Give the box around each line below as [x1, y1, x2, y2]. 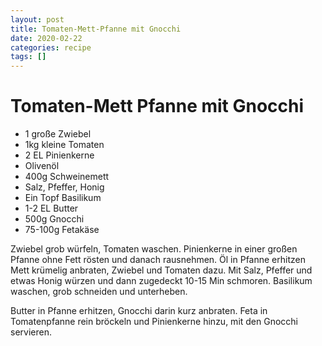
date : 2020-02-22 [10, 33, 83, 43]
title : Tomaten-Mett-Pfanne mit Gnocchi [10, 24, 182, 34]
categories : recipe [10, 42, 92, 53]
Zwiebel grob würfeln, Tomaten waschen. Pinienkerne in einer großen [10, 243, 298, 255]
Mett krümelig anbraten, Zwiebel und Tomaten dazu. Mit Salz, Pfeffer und [10, 264, 313, 276]
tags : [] [10, 52, 47, 62]
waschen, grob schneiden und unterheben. [10, 286, 188, 298]
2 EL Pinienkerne [24, 149, 95, 161]
